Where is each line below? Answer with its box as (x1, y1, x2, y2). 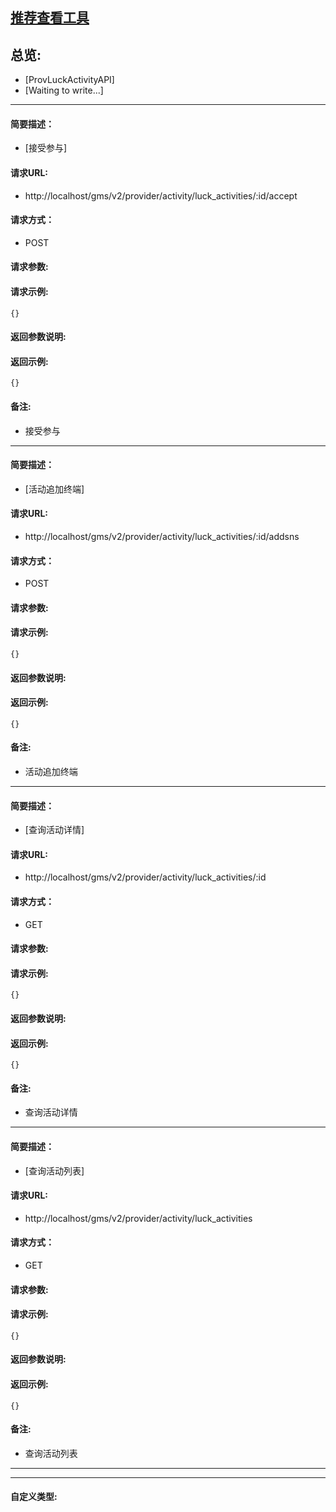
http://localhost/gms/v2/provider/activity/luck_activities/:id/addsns (24, 531, 300, 543)
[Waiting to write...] (24, 84, 104, 97)
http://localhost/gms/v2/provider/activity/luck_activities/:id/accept (24, 189, 298, 202)
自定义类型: (10, 1491, 58, 1503)
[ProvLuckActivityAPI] (24, 74, 115, 86)
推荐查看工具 (10, 9, 90, 27)
